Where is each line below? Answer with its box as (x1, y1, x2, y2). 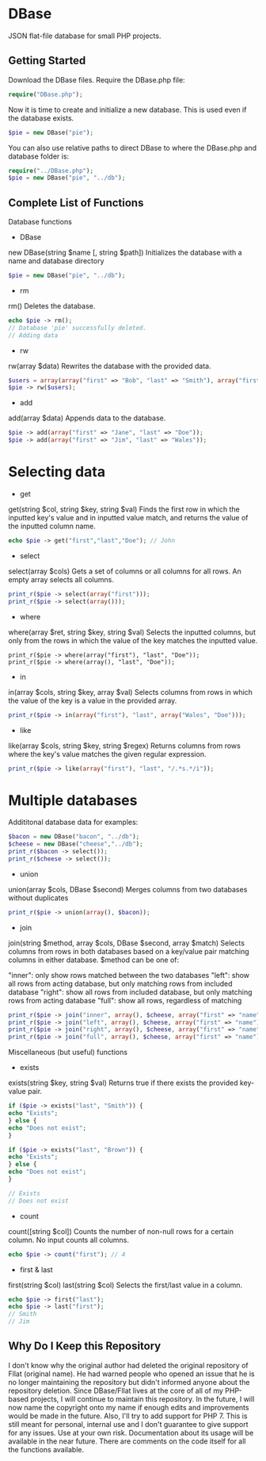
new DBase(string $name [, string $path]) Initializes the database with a (8, 247, 243, 258)
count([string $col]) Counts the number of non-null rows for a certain (8, 1226, 234, 1236)
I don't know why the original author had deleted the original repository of (8, 1360, 249, 1370)
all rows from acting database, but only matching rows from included (8, 979, 233, 988)
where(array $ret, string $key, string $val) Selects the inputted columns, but (8, 627, 256, 637)
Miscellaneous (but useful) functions (8, 1048, 128, 1057)
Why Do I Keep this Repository (8, 1340, 161, 1353)
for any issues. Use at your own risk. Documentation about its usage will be (8, 1428, 254, 1437)
